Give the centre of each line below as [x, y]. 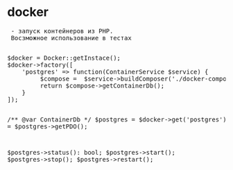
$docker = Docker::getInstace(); [64, 58]
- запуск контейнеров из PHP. [62, 31]
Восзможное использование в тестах [71, 38]
